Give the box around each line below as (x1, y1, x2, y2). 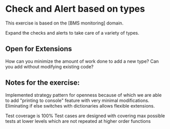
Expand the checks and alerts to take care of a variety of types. (5, 30, 140, 36)
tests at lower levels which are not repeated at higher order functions (5, 118, 151, 124)
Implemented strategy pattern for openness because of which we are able (5, 92, 162, 98)
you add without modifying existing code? (5, 63, 94, 69)
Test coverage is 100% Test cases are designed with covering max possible (5, 113, 165, 119)
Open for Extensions (5, 44, 72, 54)
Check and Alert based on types (5, 3, 145, 15)
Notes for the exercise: (5, 79, 80, 87)
